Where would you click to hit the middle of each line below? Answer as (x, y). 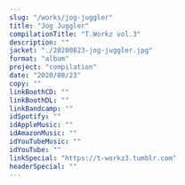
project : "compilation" (53, 68)
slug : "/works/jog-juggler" (61, 17)
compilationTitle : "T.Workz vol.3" (75, 34)
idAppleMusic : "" (41, 125)
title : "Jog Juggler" (49, 26)
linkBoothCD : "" (39, 92)
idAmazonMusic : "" (43, 133)
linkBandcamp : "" (41, 109)
